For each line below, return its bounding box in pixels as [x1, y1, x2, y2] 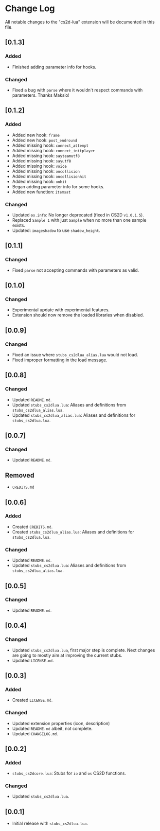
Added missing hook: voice [12, 163, 67, 169]
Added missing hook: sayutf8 [12, 158, 71, 163]
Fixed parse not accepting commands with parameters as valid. [12, 267, 139, 273]
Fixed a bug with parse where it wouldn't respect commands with [12, 87, 143, 93]
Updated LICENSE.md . [12, 657, 54, 663]
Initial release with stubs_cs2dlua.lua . [12, 820, 89, 827]
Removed [5, 471, 35, 479]
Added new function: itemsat [12, 189, 71, 194]
